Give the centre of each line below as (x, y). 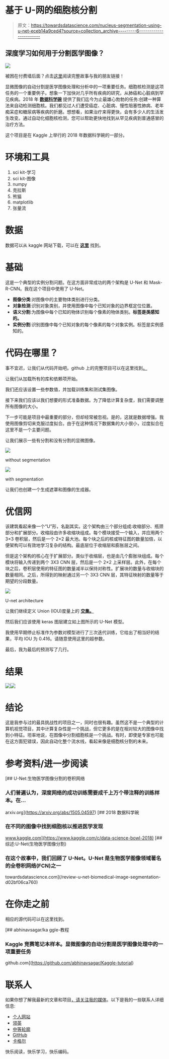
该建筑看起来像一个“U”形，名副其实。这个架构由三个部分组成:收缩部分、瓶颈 (84, 526)
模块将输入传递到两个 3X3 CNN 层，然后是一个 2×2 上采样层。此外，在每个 (83, 562)
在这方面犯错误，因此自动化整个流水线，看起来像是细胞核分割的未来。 (78, 741)
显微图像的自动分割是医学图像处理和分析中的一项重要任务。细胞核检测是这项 (84, 87)
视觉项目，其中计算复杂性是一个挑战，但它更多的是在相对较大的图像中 (87, 729)
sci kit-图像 (24, 178)
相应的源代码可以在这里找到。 (36, 919)
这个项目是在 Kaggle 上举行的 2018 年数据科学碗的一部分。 (66, 135)
